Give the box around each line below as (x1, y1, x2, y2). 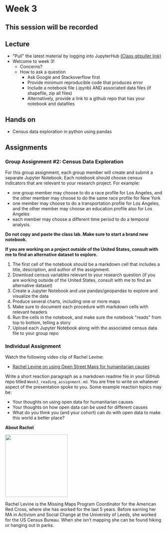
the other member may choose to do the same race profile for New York (12, 195, 161, 201)
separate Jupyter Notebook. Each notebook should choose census (5, 174, 143, 180)
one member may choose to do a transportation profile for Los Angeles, (12, 200, 160, 206)
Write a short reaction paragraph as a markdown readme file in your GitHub (5, 373, 160, 380)
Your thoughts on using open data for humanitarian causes (12, 399, 134, 405)
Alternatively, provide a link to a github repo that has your (27, 95, 145, 101)
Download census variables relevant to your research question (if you (12, 272, 156, 278)
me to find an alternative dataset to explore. (5, 251, 98, 257)
